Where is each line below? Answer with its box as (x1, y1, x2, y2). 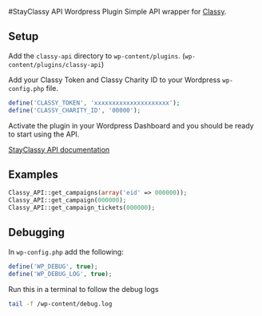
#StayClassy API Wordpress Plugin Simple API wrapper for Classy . (8, 7, 227, 16)
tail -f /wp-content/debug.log (8, 299, 113, 308)
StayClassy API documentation (8, 144, 110, 154)
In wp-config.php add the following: (8, 247, 124, 256)
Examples (8, 168, 58, 181)
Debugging (8, 226, 65, 239)
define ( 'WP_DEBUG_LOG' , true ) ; (8, 270, 113, 278)
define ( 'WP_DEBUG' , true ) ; (8, 263, 98, 271)
